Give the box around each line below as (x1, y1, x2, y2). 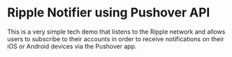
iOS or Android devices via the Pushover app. (7, 42, 137, 50)
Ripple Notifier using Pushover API (7, 5, 210, 21)
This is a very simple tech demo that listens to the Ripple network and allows (7, 27, 226, 36)
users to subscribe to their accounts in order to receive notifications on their (7, 34, 224, 43)
